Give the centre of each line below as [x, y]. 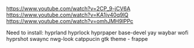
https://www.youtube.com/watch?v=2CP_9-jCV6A [68, 9]
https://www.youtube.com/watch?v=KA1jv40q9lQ [68, 15]
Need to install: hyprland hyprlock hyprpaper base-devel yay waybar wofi [97, 33]
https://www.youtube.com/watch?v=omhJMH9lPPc [70, 21]
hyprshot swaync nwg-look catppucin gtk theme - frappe [77, 39]
